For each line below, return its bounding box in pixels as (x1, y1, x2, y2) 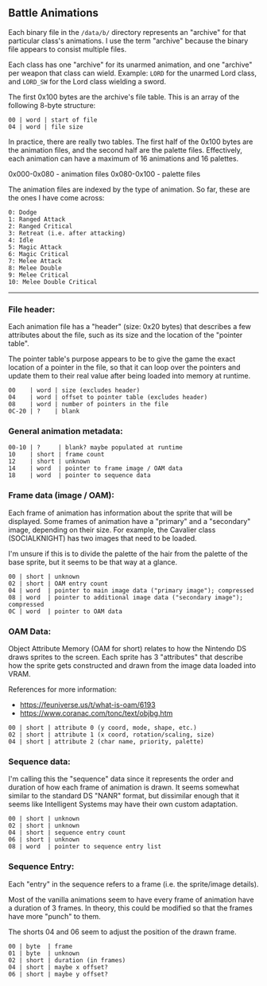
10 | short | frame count (8, 451, 105, 459)
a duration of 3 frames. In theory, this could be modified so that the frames (8, 903, 253, 913)
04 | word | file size (8, 122, 83, 130)
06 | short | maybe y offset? (8, 970, 109, 978)
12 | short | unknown (8, 457, 91, 466)
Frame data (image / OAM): (8, 490, 115, 501)
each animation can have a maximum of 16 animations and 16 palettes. (8, 153, 239, 163)
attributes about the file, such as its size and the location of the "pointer (8, 330, 243, 340)
